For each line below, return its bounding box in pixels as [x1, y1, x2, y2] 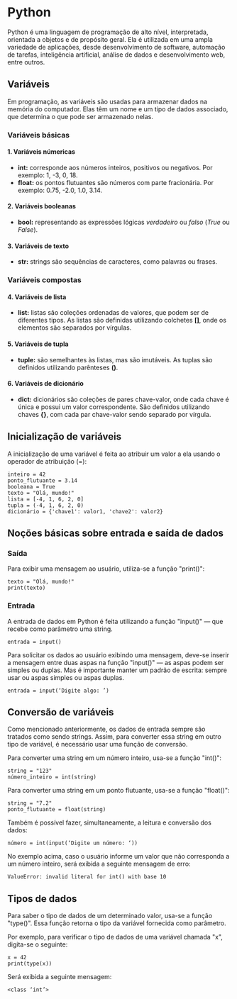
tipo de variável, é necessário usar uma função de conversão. [7, 740, 188, 749]
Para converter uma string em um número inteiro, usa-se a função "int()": [7, 754, 222, 762]
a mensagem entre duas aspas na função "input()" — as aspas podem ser [7, 658, 224, 666]
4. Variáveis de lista [7, 292, 67, 301]
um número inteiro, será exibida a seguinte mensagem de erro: [7, 859, 191, 869]
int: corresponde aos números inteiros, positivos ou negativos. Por [17, 163, 213, 172]
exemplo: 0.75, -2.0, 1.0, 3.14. [17, 186, 103, 194]
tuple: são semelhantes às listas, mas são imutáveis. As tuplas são [17, 355, 213, 364]
